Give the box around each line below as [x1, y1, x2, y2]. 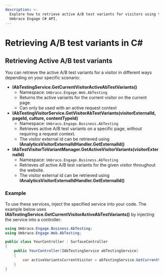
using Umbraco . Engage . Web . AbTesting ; [5, 231, 82, 235]
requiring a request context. [19, 131, 76, 137]
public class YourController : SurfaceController [5, 239, 108, 244]
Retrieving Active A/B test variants [5, 57, 113, 65]
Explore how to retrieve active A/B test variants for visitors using [9, 12, 156, 17]
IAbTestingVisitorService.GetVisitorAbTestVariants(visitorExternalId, [12, 110, 156, 116]
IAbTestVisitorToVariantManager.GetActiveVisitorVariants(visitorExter [12, 147, 159, 152]
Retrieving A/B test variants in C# [5, 37, 143, 48]
